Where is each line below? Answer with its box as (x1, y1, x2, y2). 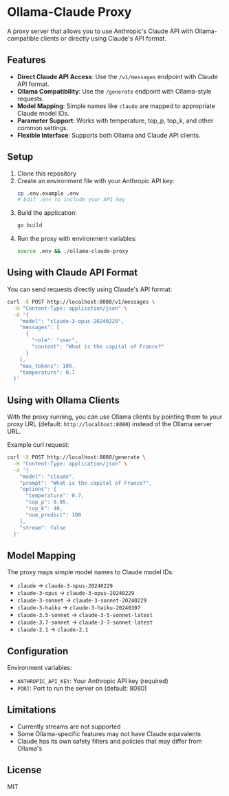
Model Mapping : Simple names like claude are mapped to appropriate (17, 101, 215, 110)
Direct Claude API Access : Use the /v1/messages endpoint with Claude (17, 72, 218, 81)
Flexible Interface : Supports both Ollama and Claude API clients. (17, 131, 201, 139)
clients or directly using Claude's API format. (40, 34, 167, 42)
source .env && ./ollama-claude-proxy (17, 248, 129, 255)
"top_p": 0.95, (25, 499, 69, 506)
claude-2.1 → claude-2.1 (17, 625, 89, 633)
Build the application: (17, 209, 77, 217)
